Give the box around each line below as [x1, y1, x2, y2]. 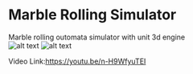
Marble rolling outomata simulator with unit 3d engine [8, 32, 186, 42]
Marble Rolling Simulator [8, 6, 177, 24]
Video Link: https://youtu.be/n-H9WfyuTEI [8, 56, 146, 66]
